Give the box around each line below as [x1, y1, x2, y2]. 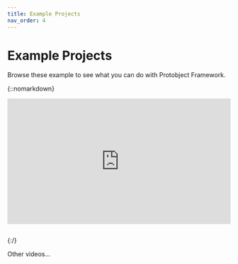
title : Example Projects [7, 10, 81, 18]
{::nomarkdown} [7, 84, 55, 93]
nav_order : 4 [7, 17, 46, 24]
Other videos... [7, 249, 51, 258]
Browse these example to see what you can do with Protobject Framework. [7, 71, 226, 79]
